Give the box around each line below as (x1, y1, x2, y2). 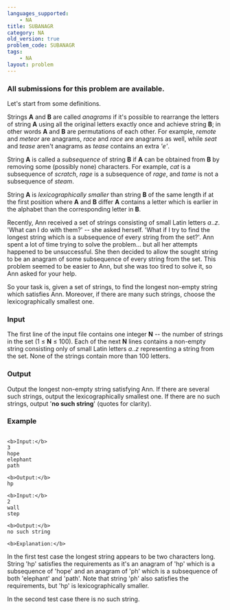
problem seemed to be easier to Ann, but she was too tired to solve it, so (7, 262, 213, 270)
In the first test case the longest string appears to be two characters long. (7, 552, 216, 561)
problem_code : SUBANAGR (7, 42, 76, 49)
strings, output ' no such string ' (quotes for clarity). (7, 399, 152, 407)
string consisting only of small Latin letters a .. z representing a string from (7, 345, 215, 353)
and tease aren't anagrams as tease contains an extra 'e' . (7, 142, 170, 150)
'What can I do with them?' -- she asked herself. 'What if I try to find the (7, 225, 211, 234)
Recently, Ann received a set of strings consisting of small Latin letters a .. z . (7, 218, 220, 227)
